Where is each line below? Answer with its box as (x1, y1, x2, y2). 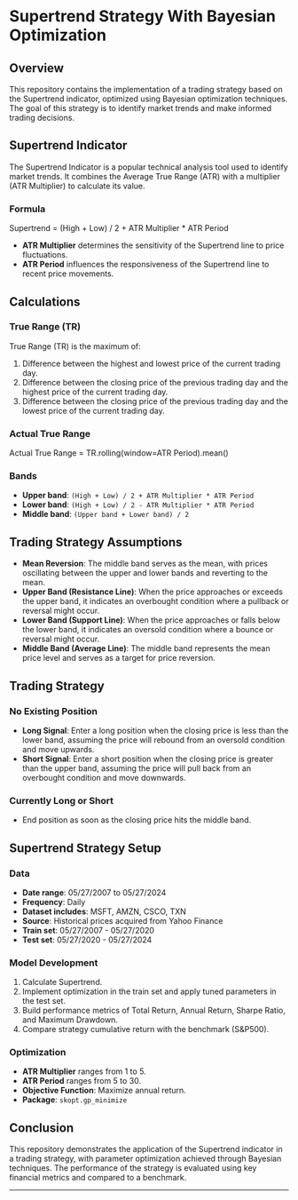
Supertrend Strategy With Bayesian (9, 6, 277, 27)
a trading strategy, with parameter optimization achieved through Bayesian (9, 1153, 282, 1164)
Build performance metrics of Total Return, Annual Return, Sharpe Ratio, (21, 1005, 286, 1016)
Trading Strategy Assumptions (9, 535, 183, 550)
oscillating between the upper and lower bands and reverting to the (21, 568, 269, 578)
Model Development (9, 957, 98, 969)
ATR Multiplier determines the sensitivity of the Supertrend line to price (21, 240, 285, 250)
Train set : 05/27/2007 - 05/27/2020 (21, 925, 155, 935)
